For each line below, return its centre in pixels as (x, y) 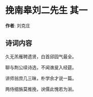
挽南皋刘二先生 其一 (46, 10)
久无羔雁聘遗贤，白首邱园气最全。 (41, 56)
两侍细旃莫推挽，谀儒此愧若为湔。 (41, 89)
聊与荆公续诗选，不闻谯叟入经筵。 (41, 67)
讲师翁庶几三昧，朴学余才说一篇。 (41, 78)
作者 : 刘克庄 (18, 26)
